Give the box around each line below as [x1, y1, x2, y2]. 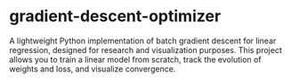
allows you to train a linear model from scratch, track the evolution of [9, 54, 262, 64]
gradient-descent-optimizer [9, 6, 222, 26]
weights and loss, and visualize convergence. [9, 64, 176, 74]
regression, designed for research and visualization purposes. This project [9, 44, 282, 55]
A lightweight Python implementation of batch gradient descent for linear [9, 35, 277, 46]
